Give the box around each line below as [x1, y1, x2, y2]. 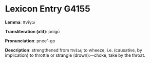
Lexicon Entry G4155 [5, 3, 91, 14]
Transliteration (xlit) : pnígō [5, 28, 60, 34]
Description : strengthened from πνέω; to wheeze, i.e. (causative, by [5, 47, 143, 53]
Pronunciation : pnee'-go [5, 38, 56, 44]
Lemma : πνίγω [5, 19, 35, 25]
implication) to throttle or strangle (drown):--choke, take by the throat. [5, 52, 146, 58]
